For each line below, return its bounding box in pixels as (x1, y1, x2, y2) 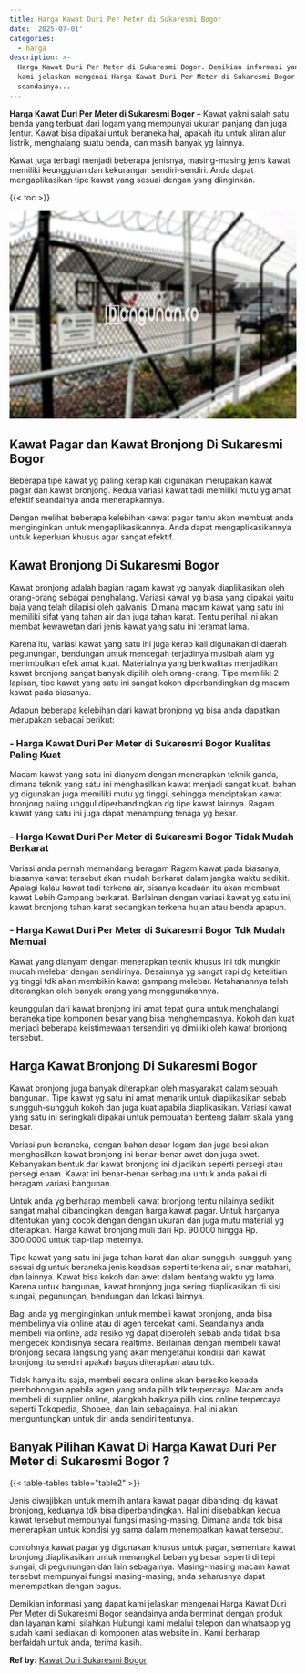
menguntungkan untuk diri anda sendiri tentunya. (9, 1412, 194, 1423)
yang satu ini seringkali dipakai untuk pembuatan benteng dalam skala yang (9, 1112, 294, 1123)
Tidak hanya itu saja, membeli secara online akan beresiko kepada (9, 1374, 259, 1385)
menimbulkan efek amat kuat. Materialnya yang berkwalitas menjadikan (9, 657, 278, 669)
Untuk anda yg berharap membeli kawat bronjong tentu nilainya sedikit (9, 1195, 275, 1207)
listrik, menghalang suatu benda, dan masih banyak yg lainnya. (9, 137, 245, 148)
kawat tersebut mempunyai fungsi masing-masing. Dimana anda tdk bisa (9, 1515, 283, 1525)
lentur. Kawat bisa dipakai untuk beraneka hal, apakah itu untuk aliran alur (9, 128, 287, 139)
